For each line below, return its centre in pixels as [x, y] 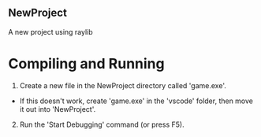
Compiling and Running [86, 64]
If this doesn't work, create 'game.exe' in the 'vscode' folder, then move [136, 101]
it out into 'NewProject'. [58, 109]
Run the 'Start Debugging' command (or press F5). [102, 124]
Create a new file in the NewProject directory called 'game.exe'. [123, 85]
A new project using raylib [50, 31]
